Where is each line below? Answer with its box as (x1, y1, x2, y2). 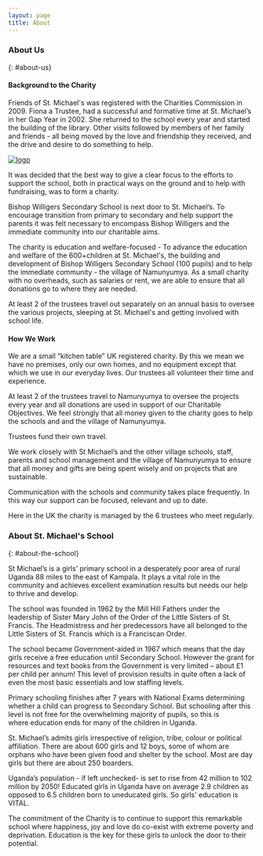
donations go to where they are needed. (8, 284, 138, 293)
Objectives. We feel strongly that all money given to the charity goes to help (8, 408, 254, 418)
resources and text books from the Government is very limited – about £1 (8, 660, 243, 670)
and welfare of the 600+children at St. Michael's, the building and (8, 251, 221, 260)
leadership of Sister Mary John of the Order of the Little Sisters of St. (8, 612, 232, 621)
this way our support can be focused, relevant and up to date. (8, 496, 208, 505)
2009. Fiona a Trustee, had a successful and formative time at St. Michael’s (8, 107, 252, 115)
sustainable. (8, 472, 48, 481)
